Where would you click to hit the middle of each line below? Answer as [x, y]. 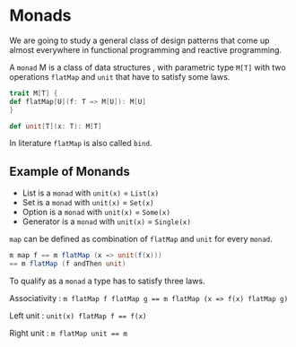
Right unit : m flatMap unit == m [69, 333]
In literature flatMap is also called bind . [81, 143]
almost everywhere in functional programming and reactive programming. [146, 49]
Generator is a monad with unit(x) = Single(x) [106, 221]
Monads [40, 16]
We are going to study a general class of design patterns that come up [139, 40]
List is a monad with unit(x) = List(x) [91, 193]
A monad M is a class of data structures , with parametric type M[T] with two [148, 67]
